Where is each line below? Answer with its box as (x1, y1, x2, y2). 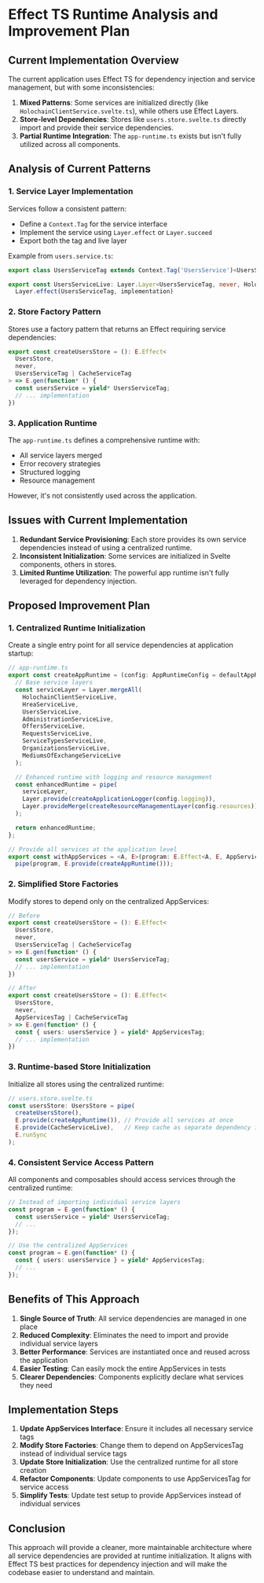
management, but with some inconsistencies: (8, 83, 155, 92)
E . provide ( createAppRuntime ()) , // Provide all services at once (15, 1116, 234, 1125)
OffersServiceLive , (22, 722, 86, 730)
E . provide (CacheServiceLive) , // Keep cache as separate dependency (15, 1124, 251, 1132)
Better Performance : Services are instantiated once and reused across (19, 1346, 251, 1357)
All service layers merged (19, 450, 102, 460)
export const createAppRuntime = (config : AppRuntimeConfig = (8, 671, 216, 679)
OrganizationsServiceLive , (22, 744, 111, 752)
